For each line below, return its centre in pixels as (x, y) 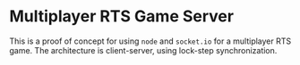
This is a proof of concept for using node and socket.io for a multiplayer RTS (150, 41)
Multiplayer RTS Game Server (122, 16)
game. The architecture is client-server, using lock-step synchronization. (143, 50)
